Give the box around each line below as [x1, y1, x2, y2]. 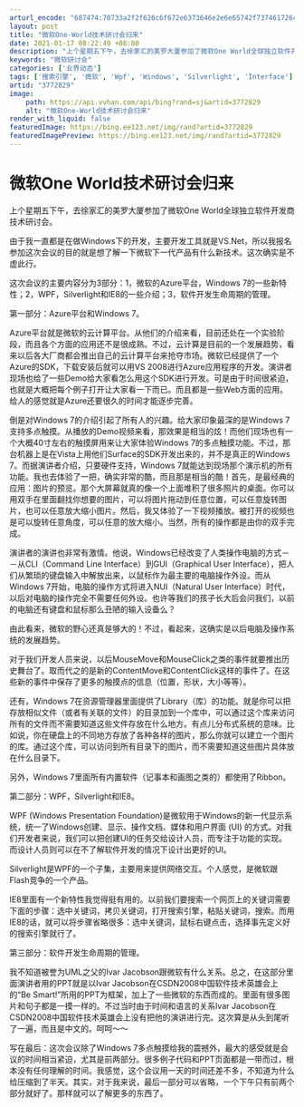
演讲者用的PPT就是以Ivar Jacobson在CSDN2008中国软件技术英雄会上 [16, 977, 279, 988]
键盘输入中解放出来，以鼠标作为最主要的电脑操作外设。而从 [48, 569, 271, 580]
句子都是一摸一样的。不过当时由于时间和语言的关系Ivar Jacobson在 [24, 1000, 277, 1011]
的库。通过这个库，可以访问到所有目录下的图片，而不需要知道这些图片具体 [9, 741, 287, 752]
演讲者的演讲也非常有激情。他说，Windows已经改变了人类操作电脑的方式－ [9, 547, 290, 558]
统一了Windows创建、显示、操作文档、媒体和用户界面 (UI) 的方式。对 [24, 821, 285, 832]
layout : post [9, 22, 59, 31]
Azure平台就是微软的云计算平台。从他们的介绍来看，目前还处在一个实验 [9, 327, 278, 338]
